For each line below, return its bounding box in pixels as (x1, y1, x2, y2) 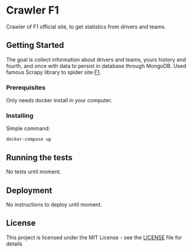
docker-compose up (6, 137, 51, 143)
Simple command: (6, 125, 50, 132)
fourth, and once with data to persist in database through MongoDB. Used (6, 62, 187, 69)
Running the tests (6, 152, 73, 163)
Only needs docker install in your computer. (6, 97, 112, 104)
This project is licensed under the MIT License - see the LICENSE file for (6, 234, 182, 241)
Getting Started (6, 40, 64, 50)
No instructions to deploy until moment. (6, 201, 102, 208)
